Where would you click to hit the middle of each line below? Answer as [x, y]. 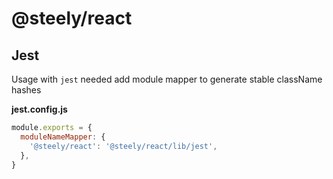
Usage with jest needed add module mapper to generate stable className [167, 79]
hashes [26, 90]
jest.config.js [39, 109]
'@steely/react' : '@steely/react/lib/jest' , [123, 146]
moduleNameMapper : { [63, 137]
